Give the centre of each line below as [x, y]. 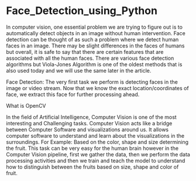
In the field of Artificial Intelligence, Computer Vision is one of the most [91, 117]
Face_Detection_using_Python [82, 11]
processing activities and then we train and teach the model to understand [96, 160]
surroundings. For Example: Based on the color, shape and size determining [97, 142]
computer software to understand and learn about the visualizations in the [95, 135]
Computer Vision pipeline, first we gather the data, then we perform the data [98, 154]
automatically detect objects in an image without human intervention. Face [96, 33]
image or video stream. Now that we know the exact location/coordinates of [97, 88]
